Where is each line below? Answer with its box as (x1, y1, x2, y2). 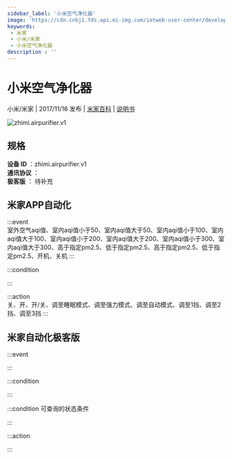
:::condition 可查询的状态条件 (7, 404, 90, 413)
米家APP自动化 (7, 199, 71, 211)
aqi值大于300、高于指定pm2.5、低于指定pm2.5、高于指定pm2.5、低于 (12, 243, 214, 252)
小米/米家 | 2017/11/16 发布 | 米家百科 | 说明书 (7, 104, 135, 113)
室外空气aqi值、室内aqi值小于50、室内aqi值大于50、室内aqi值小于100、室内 (7, 226, 224, 235)
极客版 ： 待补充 (7, 177, 53, 185)
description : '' (7, 49, 57, 56)
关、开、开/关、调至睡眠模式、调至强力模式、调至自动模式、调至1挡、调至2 (7, 301, 222, 309)
